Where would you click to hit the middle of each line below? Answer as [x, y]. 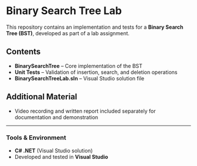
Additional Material [42, 97]
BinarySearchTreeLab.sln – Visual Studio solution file [79, 78]
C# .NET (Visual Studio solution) [54, 150]
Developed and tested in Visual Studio [61, 157]
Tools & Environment [36, 138]
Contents [23, 52]
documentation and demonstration [56, 117]
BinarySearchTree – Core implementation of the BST [78, 66]
